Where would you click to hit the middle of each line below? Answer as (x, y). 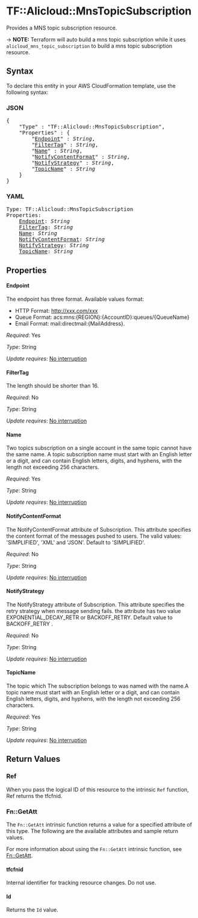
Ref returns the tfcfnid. (34, 796)
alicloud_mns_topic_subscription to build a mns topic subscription (89, 46)
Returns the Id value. (32, 910)
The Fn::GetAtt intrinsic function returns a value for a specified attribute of (99, 825)
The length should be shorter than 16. (53, 386)
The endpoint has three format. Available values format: (75, 299)
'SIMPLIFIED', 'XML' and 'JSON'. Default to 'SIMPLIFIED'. (76, 542)
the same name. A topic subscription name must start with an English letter (99, 454)
